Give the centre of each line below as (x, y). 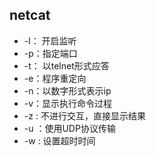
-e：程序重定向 (55, 78)
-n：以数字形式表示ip (67, 90)
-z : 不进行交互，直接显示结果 (84, 115)
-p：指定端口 (50, 53)
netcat (30, 15)
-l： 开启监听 (50, 40)
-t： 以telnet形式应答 (66, 65)
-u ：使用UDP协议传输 (69, 128)
